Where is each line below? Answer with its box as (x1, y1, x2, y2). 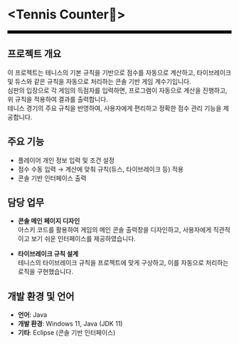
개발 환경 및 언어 (7, 290, 75, 302)
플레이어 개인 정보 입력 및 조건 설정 (17, 156, 115, 165)
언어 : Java (17, 311, 48, 319)
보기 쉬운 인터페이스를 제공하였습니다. (31, 234, 137, 243)
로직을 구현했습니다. (17, 267, 73, 276)
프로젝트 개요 (7, 48, 62, 60)
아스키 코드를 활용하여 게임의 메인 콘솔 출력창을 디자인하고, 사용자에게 (17, 226, 212, 234)
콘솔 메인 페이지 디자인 (17, 217, 80, 225)
